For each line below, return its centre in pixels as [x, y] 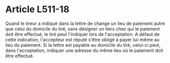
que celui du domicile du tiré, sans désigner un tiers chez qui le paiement [83, 28]
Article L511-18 [37, 9]
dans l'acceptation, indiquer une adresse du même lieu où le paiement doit [84, 50]
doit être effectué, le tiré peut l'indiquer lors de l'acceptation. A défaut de [83, 34]
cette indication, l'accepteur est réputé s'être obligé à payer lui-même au [82, 40]
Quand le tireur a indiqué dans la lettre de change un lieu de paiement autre [85, 23]
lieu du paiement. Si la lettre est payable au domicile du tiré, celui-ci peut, [83, 45]
